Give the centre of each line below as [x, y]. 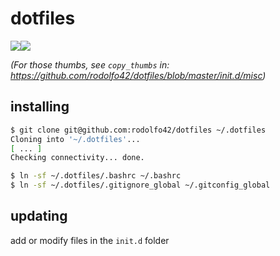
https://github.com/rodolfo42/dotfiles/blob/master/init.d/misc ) [138, 75]
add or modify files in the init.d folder [90, 240]
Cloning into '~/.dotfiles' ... [75, 139]
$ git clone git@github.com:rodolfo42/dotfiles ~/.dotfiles [138, 130]
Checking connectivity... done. [77, 158]
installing [40, 107]
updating [39, 216]
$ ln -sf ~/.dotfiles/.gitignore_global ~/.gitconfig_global [140, 185]
